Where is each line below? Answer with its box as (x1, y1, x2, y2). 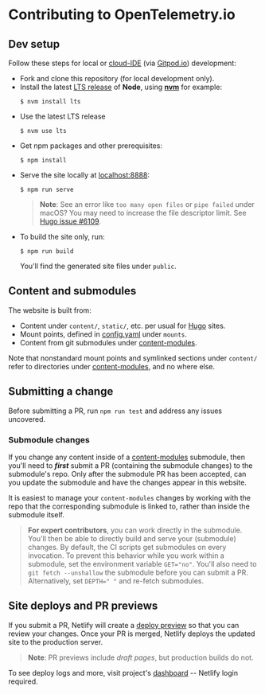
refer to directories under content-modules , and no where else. (8, 361, 216, 371)
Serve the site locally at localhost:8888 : (19, 170, 150, 180)
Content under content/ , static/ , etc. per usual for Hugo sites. (19, 321, 226, 330)
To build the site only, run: (19, 232, 105, 241)
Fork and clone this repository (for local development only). (19, 74, 215, 83)
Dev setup (8, 37, 60, 51)
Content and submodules (8, 284, 137, 298)
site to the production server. (8, 637, 103, 646)
